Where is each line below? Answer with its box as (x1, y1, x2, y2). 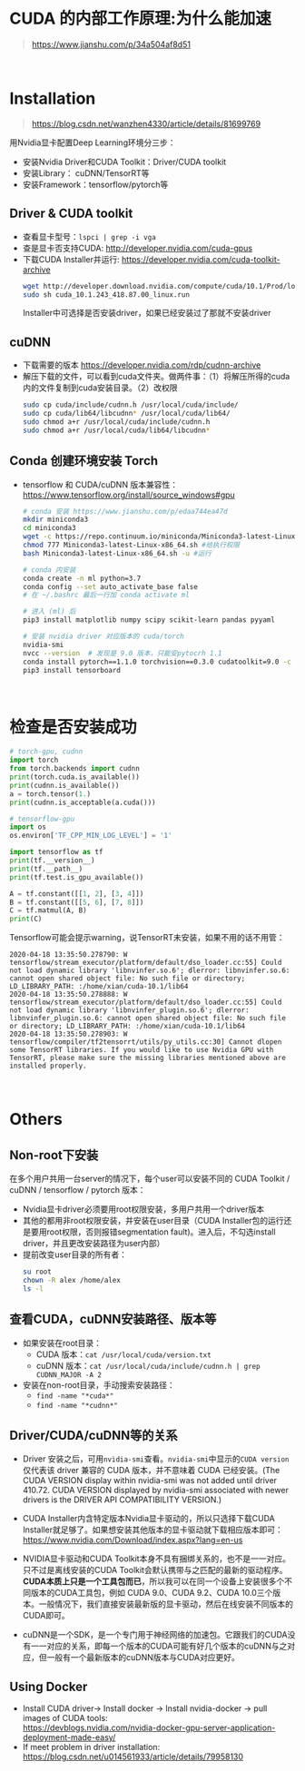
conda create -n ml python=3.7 (22, 574, 142, 583)
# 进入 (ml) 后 (22, 607, 76, 616)
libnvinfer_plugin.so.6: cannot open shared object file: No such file (9, 1014, 286, 1023)
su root (22, 1267, 52, 1276)
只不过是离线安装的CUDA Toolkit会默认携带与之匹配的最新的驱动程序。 (22, 1565, 288, 1576)
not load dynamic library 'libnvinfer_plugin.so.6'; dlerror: (9, 1006, 250, 1015)
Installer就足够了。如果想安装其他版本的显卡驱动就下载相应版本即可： (22, 1524, 283, 1535)
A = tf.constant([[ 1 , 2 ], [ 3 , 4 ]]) (9, 889, 144, 899)
